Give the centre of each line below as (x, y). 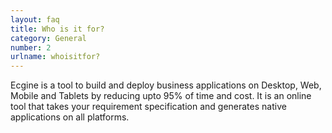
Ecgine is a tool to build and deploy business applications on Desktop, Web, (166, 85)
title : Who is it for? (57, 29)
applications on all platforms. (70, 117)
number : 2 (31, 47)
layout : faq (35, 19)
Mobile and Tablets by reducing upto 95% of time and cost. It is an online (161, 96)
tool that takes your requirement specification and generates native (148, 107)
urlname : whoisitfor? (55, 57)
